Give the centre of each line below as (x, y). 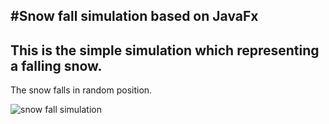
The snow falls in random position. (81, 90)
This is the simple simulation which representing (165, 50)
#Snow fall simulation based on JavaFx (134, 16)
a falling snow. (56, 65)
